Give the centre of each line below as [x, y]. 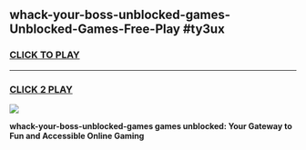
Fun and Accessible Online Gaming [77, 135]
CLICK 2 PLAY [41, 89]
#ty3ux [204, 30]
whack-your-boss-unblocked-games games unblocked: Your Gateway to [151, 125]
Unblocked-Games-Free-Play [95, 30]
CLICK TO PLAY [45, 55]
